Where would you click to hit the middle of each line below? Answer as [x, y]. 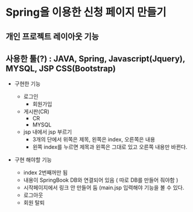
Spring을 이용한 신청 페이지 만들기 [86, 12]
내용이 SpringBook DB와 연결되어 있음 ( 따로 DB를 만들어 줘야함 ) [101, 180]
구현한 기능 [27, 84]
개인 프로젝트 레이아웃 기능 [52, 36]
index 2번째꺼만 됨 [46, 173]
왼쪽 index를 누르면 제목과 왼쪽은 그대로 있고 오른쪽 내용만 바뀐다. [110, 147]
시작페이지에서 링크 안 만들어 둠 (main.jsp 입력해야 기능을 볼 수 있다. [104, 188]
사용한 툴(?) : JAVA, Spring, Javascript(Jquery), [95, 59]
